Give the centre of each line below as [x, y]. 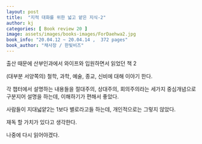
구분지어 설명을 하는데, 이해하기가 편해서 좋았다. [63, 96]
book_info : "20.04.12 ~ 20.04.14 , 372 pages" [67, 40]
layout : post [23, 12]
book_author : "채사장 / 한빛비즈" [45, 46]
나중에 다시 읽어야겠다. [33, 135]
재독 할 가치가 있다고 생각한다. [42, 122]
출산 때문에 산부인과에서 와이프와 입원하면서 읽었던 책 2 [71, 63]
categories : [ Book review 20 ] [47, 29]
